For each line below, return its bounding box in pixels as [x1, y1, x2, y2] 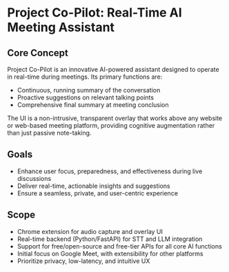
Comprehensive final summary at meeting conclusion [17, 101, 169, 108]
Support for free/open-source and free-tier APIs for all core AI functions [17, 242, 222, 250]
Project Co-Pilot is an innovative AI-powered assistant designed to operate [7, 66, 219, 73]
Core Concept [7, 47, 69, 59]
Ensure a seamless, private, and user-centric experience [17, 188, 178, 197]
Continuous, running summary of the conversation [17, 86, 161, 94]
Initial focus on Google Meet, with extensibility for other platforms [17, 249, 203, 258]
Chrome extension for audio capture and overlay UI [17, 227, 163, 235]
